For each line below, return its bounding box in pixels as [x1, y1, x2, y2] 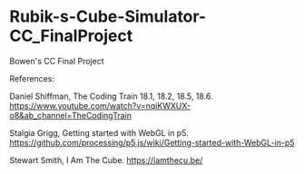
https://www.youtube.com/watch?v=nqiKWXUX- [9, 100, 191, 111]
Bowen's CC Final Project [9, 55, 104, 66]
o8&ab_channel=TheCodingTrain [9, 110, 132, 121]
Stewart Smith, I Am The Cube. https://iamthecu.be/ [9, 154, 203, 165]
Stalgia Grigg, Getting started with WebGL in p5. [9, 127, 189, 138]
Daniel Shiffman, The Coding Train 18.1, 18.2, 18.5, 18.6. [9, 91, 213, 101]
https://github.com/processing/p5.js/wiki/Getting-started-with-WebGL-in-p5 [9, 137, 295, 148]
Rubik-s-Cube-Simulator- [9, 6, 207, 27]
